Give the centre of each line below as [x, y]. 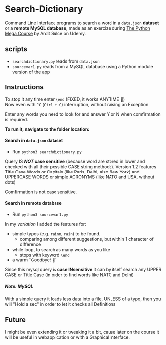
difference [30, 244]
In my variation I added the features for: [46, 224]
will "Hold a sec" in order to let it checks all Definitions [60, 304]
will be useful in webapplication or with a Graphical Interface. [68, 337]
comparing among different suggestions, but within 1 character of [86, 239]
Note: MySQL [19, 286]
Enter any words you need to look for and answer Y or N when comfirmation [83, 114]
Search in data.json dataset [34, 141]
